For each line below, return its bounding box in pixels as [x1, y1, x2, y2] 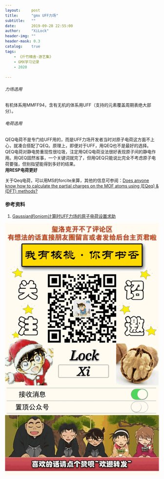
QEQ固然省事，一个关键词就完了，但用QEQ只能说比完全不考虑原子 [18, 154, 152, 161]
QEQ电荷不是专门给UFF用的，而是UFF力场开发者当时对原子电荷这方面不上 [5, 136, 155, 142]
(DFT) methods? [5, 188, 38, 194]
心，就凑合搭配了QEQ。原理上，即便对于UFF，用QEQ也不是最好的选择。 [5, 142, 151, 149]
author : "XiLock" [5, 28, 49, 34]
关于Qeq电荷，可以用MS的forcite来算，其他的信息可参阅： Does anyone [5, 177, 149, 183]
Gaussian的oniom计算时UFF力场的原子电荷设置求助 [12, 213, 116, 219]
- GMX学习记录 [14, 59, 40, 65]
